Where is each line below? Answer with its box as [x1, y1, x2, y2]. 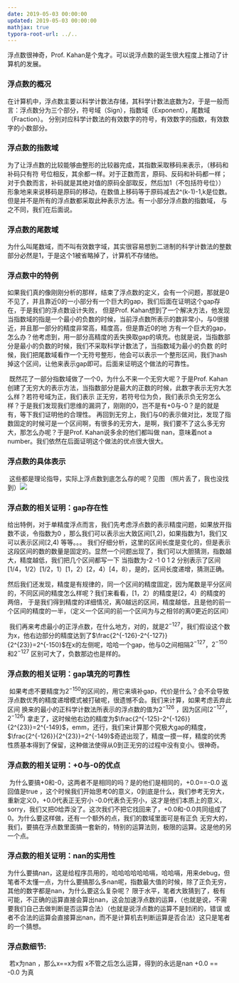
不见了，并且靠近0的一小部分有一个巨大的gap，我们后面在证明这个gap [7, 297, 215, 306]
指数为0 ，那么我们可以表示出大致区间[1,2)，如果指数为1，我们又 [38, 529, 228, 538]
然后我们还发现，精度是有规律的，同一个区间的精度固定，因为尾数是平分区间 [7, 580, 232, 589]
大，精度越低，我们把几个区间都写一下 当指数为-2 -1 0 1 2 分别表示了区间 [7, 556, 221, 565]
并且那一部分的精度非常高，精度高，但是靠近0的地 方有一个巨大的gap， [19, 324, 230, 332]
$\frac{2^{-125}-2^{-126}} [114, 714, 191, 723]
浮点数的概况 [7, 79, 52, 89]
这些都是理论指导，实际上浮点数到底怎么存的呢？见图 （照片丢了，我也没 [9, 474, 223, 483]
